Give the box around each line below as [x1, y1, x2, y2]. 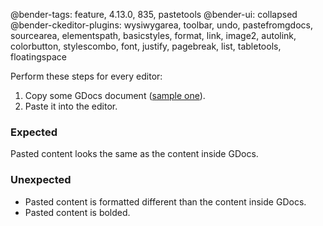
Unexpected [10, 173, 72, 187]
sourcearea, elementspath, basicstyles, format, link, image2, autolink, [10, 30, 297, 41]
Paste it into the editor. [24, 100, 118, 112]
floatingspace [10, 51, 67, 63]
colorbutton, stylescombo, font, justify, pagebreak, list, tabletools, [10, 40, 282, 52]
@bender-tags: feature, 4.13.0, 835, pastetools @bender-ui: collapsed [10, 9, 298, 20]
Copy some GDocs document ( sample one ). [24, 90, 206, 101]
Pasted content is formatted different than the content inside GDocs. [24, 195, 307, 208]
